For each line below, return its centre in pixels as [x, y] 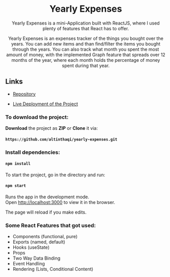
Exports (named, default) [39, 242]
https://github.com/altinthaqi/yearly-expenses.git [61, 139]
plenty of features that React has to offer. [86, 28]
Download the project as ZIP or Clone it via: [52, 128]
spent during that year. [86, 65]
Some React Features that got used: [51, 225]
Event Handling [29, 264]
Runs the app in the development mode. [47, 197]
